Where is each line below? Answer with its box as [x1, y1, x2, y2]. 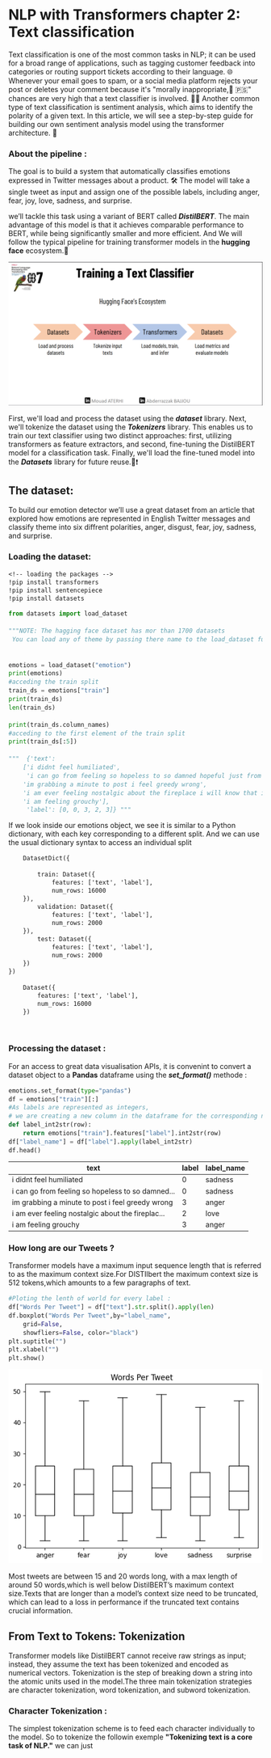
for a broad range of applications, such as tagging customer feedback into [8, 58, 256, 68]
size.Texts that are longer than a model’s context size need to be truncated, [8, 1589, 259, 1599]
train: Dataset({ [37, 871, 95, 879]
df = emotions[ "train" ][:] [8, 1095, 99, 1103]
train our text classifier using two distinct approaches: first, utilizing [8, 431, 232, 441]
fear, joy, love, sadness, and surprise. [8, 196, 133, 205]
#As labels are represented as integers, [8, 1104, 150, 1112]
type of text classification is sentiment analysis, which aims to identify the [8, 102, 253, 112]
